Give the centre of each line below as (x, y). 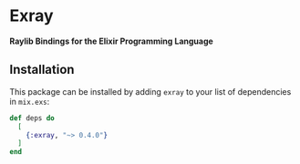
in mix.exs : (30, 101)
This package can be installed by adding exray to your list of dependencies (150, 91)
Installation (42, 70)
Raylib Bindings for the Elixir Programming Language (112, 41)
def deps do (32, 118)
